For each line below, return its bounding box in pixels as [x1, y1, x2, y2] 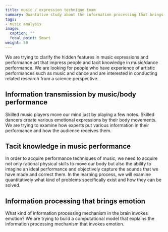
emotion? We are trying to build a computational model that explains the [5, 215, 155, 222]
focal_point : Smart [10, 36, 51, 41]
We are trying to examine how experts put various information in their [5, 122, 149, 128]
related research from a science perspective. [5, 75, 99, 81]
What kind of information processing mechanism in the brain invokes [5, 210, 148, 216]
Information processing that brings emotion [5, 197, 145, 205]
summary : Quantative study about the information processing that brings [5, 12, 164, 17]
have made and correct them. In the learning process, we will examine [5, 171, 151, 178]
